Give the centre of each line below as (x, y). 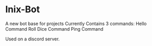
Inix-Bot (23, 9)
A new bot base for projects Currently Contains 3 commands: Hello (76, 24)
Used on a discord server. (32, 39)
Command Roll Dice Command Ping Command (55, 29)
